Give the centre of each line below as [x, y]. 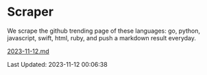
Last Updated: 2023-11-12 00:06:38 [57, 64]
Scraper [30, 12]
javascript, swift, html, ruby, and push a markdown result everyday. [102, 37]
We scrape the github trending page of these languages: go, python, [104, 31]
